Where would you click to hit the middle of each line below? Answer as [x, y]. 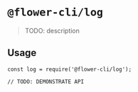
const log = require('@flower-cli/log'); [70, 69]
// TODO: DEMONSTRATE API [46, 81]
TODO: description [52, 30]
